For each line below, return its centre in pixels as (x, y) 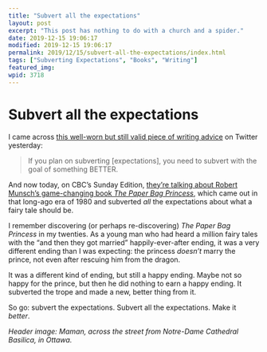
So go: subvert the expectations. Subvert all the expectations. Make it (122, 307)
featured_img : (32, 68)
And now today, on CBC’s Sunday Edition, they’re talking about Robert (123, 184)
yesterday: (26, 145)
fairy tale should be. (41, 210)
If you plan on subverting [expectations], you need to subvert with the (142, 160)
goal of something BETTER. (73, 169)
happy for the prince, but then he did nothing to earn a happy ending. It (125, 283)
